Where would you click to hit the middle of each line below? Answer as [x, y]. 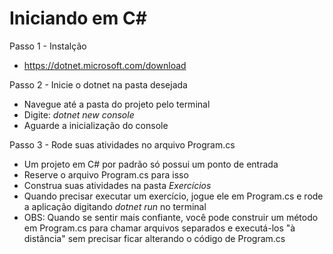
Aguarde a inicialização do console [96, 125]
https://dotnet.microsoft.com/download [105, 65]
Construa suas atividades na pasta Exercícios [117, 185]
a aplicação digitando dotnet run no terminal [115, 206]
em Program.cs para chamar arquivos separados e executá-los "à [159, 228]
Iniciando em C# [78, 18]
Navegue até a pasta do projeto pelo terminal [117, 104]
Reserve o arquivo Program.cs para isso [106, 174]
